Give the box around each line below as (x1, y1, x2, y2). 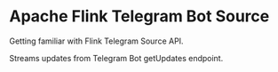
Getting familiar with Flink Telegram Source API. (9, 36, 184, 46)
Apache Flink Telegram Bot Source (9, 6, 270, 27)
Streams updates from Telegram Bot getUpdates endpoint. (9, 52, 224, 63)
